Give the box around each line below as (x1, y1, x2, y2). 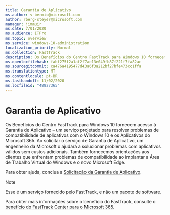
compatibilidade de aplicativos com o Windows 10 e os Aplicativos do (5, 132, 150, 138)
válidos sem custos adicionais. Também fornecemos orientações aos (5, 148, 149, 155)
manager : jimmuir (5, 21, 42, 27)
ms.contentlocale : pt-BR (5, 74, 58, 79)
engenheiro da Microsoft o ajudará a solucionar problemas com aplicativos (5, 143, 161, 149)
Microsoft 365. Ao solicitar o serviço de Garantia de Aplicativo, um (5, 137, 144, 144)
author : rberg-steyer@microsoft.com (5, 17, 82, 22)
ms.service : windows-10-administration (5, 41, 90, 46)
